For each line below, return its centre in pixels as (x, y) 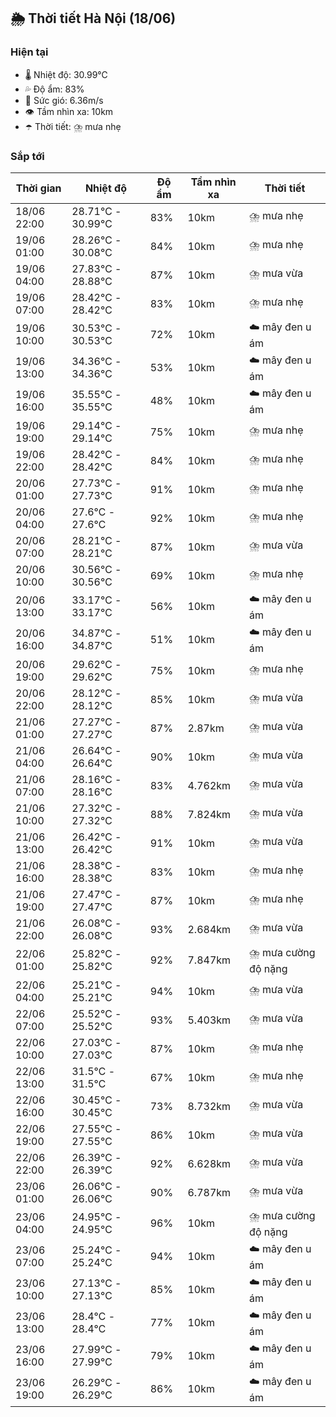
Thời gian (38, 188)
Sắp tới (27, 156)
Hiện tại (29, 52)
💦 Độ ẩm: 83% (54, 89)
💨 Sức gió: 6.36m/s (64, 100)
